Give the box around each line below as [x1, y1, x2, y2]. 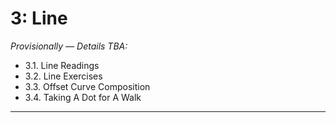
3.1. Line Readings [24, 59, 100, 71]
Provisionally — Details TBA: [10, 40, 128, 52]
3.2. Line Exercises [24, 70, 103, 82]
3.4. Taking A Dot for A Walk [24, 91, 142, 103]
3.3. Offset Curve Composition [24, 80, 151, 92]
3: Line [10, 7, 68, 30]
